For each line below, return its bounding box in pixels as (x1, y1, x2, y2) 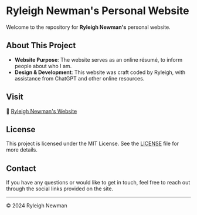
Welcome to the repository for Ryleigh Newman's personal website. (6, 23, 171, 31)
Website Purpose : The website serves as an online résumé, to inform (14, 56, 183, 63)
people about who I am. (14, 62, 72, 69)
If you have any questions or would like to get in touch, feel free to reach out (6, 179, 191, 186)
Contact (6, 163, 36, 173)
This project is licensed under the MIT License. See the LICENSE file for (6, 140, 179, 147)
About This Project (6, 41, 76, 51)
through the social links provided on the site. (6, 185, 113, 192)
